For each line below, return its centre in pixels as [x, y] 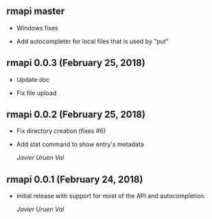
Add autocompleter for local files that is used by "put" [92, 41]
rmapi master [36, 11]
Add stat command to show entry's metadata [80, 145]
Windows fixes [37, 28]
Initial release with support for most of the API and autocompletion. [111, 196]
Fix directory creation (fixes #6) [61, 131]
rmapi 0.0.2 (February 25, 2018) [76, 115]
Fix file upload [36, 93]
